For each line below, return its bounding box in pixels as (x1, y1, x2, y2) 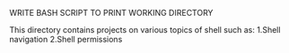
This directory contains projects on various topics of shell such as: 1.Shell (9, 25, 281, 34)
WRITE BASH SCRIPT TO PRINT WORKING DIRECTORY (9, 8, 214, 18)
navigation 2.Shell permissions (9, 34, 123, 44)
